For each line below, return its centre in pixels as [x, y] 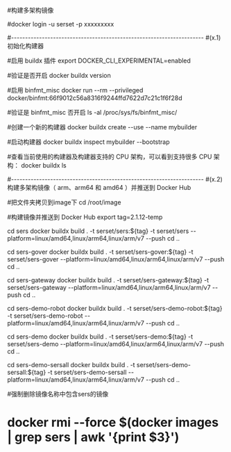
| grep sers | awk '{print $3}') [93, 437]
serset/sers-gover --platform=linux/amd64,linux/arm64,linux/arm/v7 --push [116, 259]
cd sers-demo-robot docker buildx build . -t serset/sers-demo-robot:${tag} [115, 308]
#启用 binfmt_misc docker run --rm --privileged [75, 90]
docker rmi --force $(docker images [113, 422]
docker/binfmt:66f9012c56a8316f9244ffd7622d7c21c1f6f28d [95, 98]
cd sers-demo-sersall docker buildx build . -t [71, 365]
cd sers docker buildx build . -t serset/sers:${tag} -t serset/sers [98, 231]
